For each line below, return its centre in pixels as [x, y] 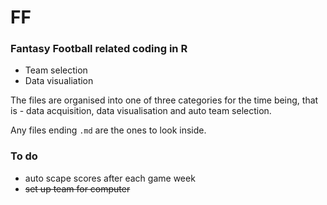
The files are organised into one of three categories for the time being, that [164, 100]
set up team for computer [77, 188]
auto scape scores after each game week [110, 178]
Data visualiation [59, 81]
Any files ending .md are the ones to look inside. [108, 130]
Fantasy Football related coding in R [99, 49]
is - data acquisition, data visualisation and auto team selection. [141, 111]
